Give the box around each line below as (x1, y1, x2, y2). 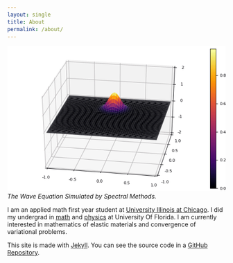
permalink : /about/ (7, 26, 64, 33)
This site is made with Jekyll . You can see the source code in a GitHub (7, 241, 208, 249)
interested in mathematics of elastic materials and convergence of (7, 220, 196, 228)
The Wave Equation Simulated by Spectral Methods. (7, 192, 157, 201)
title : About (7, 18, 45, 26)
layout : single (7, 11, 51, 18)
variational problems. (7, 228, 67, 236)
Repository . (7, 248, 40, 257)
